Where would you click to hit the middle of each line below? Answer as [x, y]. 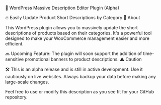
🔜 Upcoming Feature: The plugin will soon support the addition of [74, 54]
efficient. [14, 44]
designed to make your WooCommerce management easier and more [77, 38]
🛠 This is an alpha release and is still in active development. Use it [74, 69]
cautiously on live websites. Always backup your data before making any [80, 76]
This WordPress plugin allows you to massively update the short [72, 28]
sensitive [15, 59]
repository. [16, 97]
